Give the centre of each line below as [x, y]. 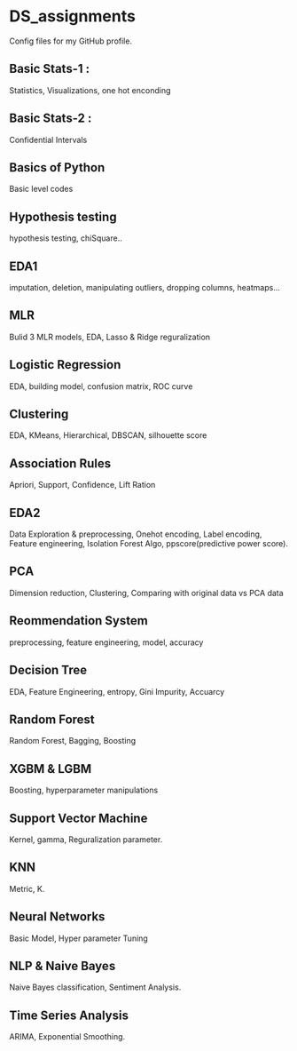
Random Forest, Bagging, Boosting [73, 741]
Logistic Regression [65, 365]
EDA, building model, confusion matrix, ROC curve [101, 386]
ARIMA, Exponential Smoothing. [67, 1037]
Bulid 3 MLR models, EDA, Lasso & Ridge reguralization [110, 337]
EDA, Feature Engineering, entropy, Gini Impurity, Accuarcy [117, 691]
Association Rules [60, 463]
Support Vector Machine [78, 818]
